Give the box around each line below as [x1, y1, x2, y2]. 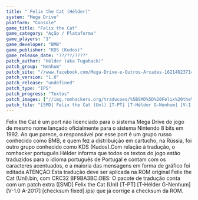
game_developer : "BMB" [6, 42, 62, 48]
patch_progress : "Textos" [6, 91, 70, 97]
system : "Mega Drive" [6, 14, 60, 20]
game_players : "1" [6, 36, 51, 42]
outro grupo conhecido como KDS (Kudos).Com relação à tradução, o [6, 143, 176, 150]
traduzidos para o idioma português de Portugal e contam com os [6, 156, 166, 163]
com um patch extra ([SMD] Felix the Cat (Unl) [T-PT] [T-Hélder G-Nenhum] [6, 181, 191, 188]
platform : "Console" [6, 19, 57, 25]
